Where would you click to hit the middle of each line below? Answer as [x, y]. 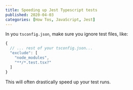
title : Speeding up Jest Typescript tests [51, 10]
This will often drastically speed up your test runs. [58, 82]
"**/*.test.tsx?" [33, 62]
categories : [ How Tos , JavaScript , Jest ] [50, 19]
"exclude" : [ [24, 53]
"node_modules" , [32, 58]
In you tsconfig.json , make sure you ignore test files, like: [67, 34]
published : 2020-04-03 [30, 15]
